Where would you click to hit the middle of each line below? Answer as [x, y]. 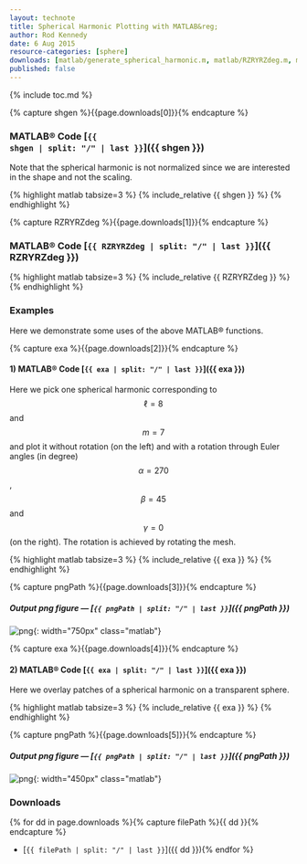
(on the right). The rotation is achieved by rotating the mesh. [123, 542]
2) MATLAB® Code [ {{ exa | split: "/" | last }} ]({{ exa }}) [128, 669]
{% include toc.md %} [51, 95]
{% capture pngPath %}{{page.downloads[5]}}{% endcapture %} [133, 735]
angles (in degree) [44, 456]
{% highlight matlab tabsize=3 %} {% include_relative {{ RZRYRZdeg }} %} [150, 277]
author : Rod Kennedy [49, 35]
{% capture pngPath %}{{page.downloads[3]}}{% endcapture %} [133, 586]
